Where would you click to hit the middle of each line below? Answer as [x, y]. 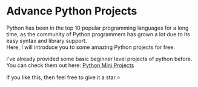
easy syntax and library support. [47, 40]
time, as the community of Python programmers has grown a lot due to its [98, 34]
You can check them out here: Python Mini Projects [70, 65]
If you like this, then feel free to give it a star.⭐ [64, 77]
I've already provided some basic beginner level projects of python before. [99, 59]
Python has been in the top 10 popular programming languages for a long [97, 28]
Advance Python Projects [72, 11]
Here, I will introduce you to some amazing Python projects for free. [91, 47]
